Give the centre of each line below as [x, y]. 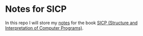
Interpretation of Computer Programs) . [44, 28]
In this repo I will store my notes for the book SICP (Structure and [71, 23]
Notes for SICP [36, 9]
